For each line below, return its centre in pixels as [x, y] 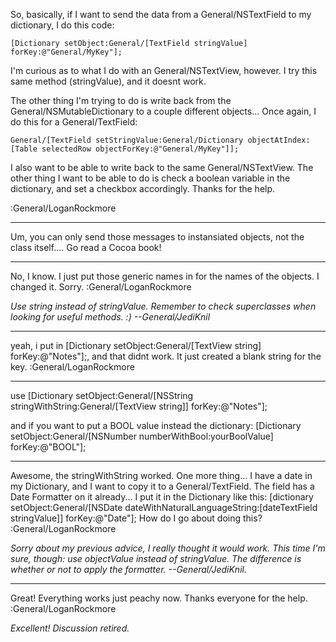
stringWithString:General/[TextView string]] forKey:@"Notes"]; [139, 406]
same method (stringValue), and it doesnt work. [108, 81]
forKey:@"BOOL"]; [48, 447]
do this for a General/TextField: [74, 122]
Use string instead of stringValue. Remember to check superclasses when [163, 306]
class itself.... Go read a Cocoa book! [86, 247]
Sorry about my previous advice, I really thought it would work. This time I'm [168, 548]
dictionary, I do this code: [62, 25]
